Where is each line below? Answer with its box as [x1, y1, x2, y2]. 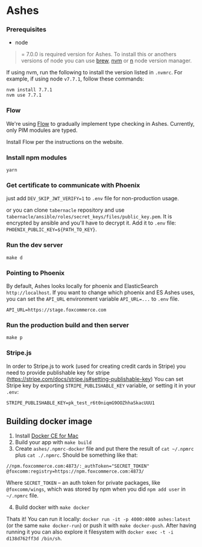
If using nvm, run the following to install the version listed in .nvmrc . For [6, 69, 183, 76]
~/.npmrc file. [6, 492, 39, 499]
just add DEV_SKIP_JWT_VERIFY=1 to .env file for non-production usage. [6, 195, 179, 202]
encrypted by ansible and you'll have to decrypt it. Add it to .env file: [6, 219, 177, 227]
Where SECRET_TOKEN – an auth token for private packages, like [6, 479, 161, 486]
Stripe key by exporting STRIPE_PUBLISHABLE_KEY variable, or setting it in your [6, 382, 196, 389]
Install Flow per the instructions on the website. [6, 138, 124, 145]
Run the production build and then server [6, 321, 130, 329]
